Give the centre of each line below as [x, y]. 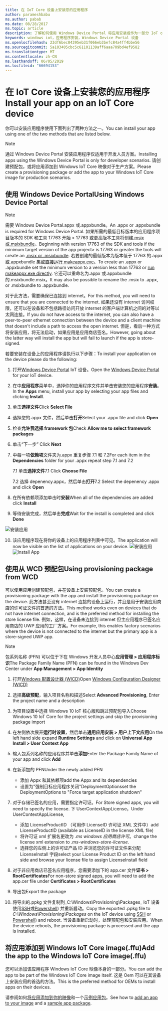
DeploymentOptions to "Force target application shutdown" [81, 792]
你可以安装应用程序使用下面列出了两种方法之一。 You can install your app [80, 128]
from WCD [22, 577]
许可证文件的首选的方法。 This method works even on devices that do [85, 608]
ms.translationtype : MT [30, 52]
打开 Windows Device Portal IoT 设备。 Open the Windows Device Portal [86, 370]
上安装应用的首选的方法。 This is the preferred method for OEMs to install [80, 981]
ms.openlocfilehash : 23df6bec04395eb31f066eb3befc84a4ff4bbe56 [72, 43]
